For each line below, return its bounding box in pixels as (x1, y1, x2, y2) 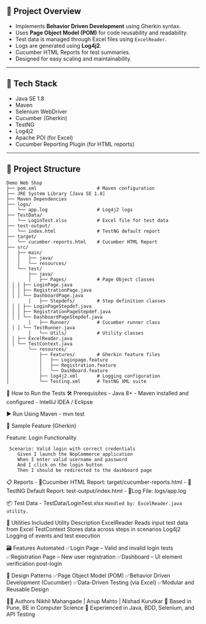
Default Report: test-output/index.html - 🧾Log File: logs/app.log (26, 487, 186, 495)
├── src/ (6, 245, 29, 251)
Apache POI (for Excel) (15, 134, 74, 141)
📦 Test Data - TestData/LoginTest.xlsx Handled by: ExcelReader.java (6, 500, 182, 507)
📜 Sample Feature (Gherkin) (6, 422, 77, 430)
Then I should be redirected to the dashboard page (17, 467, 152, 474)
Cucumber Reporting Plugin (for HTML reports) (15, 140, 135, 148)
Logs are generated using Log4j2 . (15, 42, 102, 49)
